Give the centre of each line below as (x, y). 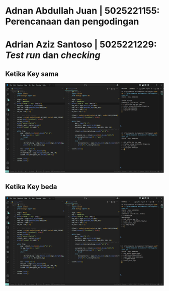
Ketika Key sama (32, 74)
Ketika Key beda (31, 187)
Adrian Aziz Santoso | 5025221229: (81, 45)
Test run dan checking (53, 55)
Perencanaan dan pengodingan (72, 21)
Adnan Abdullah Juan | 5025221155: (82, 11)
